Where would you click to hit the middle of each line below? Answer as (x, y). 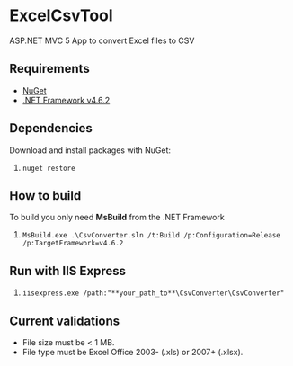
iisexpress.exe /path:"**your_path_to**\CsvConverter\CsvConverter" (153, 293)
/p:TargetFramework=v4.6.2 (73, 244)
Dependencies (51, 128)
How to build (45, 196)
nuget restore (49, 168)
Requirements (49, 69)
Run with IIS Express (68, 271)
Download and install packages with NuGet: (90, 150)
